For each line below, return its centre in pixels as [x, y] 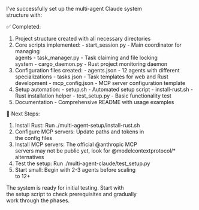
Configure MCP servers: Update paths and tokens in [79, 132]
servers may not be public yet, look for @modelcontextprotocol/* [95, 151]
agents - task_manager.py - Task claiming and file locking [86, 57]
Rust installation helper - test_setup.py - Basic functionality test [93, 96]
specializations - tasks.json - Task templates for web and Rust [92, 77]
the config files [34, 138]
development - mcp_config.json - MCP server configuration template [100, 83]
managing [27, 51]
